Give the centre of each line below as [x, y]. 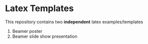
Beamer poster [27, 31]
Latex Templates [39, 8]
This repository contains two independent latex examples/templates [74, 22]
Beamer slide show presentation [45, 36]
